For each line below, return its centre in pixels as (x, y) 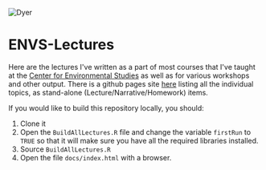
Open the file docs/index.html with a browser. (96, 157)
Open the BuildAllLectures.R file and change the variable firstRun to (135, 132)
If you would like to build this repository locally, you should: (106, 107)
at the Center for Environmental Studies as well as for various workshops (129, 75)
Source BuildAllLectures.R (65, 149)
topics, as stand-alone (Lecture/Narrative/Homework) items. (108, 92)
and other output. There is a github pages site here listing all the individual (131, 83)
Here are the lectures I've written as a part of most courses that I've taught (132, 67)
